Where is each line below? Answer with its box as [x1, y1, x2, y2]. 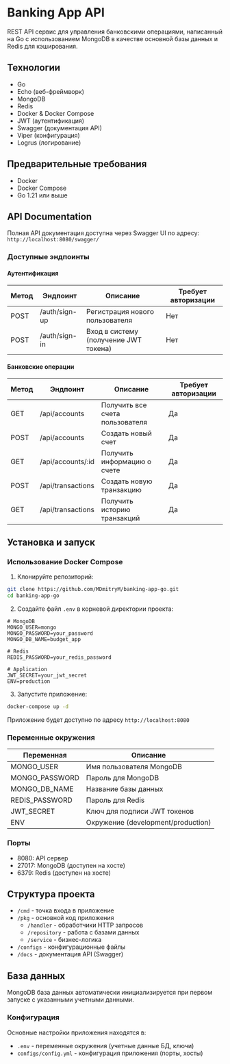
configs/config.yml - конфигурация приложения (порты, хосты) [16, 1049, 203, 1057]
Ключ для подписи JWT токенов [86, 807, 194, 817]
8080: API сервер [16, 854, 68, 862]
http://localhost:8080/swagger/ [7, 237, 99, 243]
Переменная [23, 751, 67, 760]
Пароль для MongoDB [86, 773, 159, 783]
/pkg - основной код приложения [16, 914, 114, 922]
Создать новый [101, 428, 153, 438]
